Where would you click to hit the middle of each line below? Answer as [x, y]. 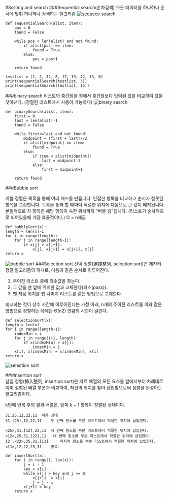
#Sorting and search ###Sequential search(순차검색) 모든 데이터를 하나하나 [82, 7]
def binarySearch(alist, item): [39, 112]
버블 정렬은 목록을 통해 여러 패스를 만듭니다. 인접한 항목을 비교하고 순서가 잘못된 [84, 198]
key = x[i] [35, 469]
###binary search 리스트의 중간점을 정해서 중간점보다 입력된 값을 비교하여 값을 [84, 96]
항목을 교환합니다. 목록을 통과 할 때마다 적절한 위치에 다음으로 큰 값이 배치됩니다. [85, 205]
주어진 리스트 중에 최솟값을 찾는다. [46, 281]
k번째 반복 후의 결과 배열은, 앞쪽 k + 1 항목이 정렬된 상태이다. [65, 405]
